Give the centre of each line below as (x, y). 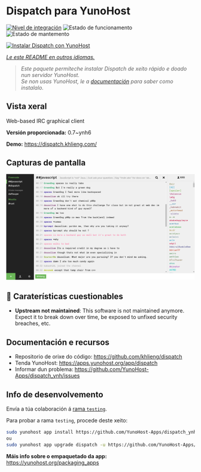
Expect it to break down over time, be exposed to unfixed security (96, 317)
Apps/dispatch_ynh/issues (47, 376)
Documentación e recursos (58, 342)
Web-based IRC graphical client (45, 121)
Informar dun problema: (44, 369)
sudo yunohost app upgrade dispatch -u (56, 445)
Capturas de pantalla (46, 163)
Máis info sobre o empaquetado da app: (57, 456)
